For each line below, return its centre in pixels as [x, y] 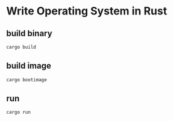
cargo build [21, 47]
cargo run [19, 113]
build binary [29, 33]
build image [29, 66]
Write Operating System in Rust [87, 11]
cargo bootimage [27, 79]
